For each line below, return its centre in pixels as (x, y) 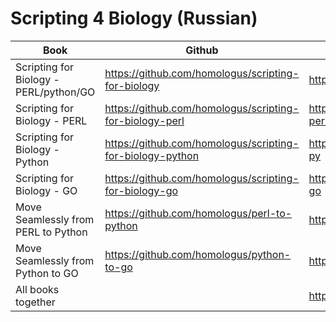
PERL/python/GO (55, 92)
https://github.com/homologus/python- (198, 254)
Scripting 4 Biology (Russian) (134, 18)
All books (37, 289)
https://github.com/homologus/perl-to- (198, 213)
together (35, 302)
